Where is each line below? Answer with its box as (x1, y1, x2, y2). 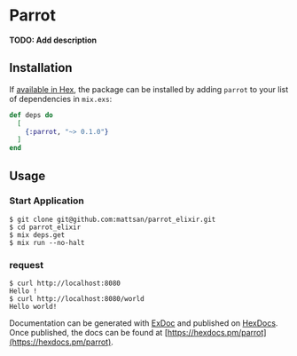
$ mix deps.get (9, 230, 66, 240)
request (9, 258, 44, 271)
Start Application (9, 194, 84, 207)
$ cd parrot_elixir (9, 223, 82, 232)
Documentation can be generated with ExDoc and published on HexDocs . (9, 318, 278, 328)
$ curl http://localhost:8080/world (9, 295, 145, 304)
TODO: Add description (9, 35, 98, 45)
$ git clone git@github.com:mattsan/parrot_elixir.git (9, 215, 216, 224)
